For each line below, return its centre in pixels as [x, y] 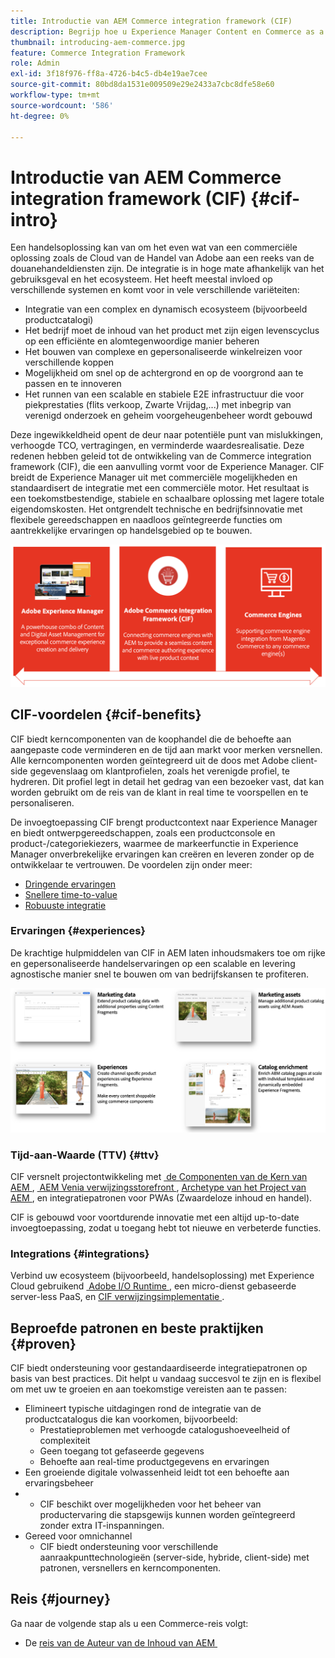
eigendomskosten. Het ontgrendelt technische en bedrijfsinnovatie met [156, 509]
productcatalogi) [59, 320]
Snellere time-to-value [71, 894]
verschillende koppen [69, 362]
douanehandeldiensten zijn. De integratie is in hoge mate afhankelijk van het [167, 269]
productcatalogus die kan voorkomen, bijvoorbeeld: [131, 1419]
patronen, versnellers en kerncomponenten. [130, 1568]
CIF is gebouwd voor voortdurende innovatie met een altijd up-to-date [155, 1217]
